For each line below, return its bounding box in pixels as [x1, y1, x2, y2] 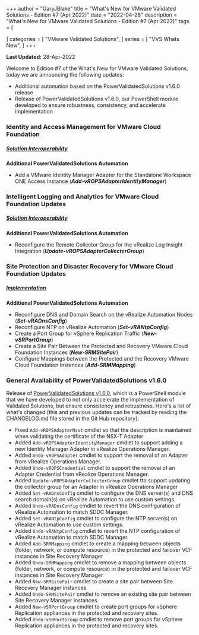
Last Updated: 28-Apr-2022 [6, 53, 75, 60]
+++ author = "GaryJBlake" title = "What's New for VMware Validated [6, 5, 176, 12]
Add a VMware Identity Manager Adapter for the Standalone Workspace [14, 171, 192, 178]
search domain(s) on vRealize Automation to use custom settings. [14, 495, 176, 503]
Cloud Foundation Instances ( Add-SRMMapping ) [14, 361, 136, 368]
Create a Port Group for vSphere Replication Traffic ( [14, 330, 144, 337]
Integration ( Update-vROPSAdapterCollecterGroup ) [14, 247, 144, 254]
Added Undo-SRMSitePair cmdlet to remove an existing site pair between [14, 590, 191, 598]
